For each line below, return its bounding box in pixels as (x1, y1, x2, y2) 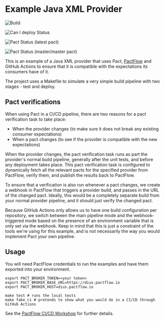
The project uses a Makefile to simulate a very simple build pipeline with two (5, 78, 160, 84)
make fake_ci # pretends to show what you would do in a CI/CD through (5, 297, 155, 302)
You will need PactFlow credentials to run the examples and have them (5, 261, 149, 267)
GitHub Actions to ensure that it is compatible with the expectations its (5, 63, 148, 69)
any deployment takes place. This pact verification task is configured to (5, 162, 150, 168)
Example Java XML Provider (5, 3, 122, 15)
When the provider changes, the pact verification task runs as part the (5, 151, 148, 157)
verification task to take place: (5, 116, 66, 122)
